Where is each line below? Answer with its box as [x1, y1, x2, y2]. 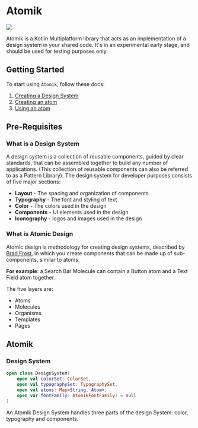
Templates [14, 316, 40, 323]
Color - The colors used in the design [14, 202, 107, 210]
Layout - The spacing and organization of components [14, 190, 149, 197]
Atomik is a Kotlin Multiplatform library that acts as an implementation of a [6, 34, 187, 42]
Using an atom [14, 104, 50, 112]
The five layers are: [6, 285, 53, 292]
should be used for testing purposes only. [6, 47, 108, 55]
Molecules [14, 303, 40, 310]
